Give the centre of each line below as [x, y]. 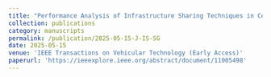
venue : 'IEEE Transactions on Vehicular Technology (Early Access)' [126, 53]
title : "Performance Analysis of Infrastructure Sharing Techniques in [131, 16]
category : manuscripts [46, 30]
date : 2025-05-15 [38, 46]
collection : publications [52, 23]
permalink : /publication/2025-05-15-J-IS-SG [84, 38]
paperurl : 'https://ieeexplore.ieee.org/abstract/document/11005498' [128, 61]
